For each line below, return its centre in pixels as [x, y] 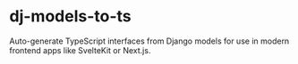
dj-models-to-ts [70, 16]
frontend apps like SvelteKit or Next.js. [80, 50]
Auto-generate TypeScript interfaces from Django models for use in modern [149, 41]
